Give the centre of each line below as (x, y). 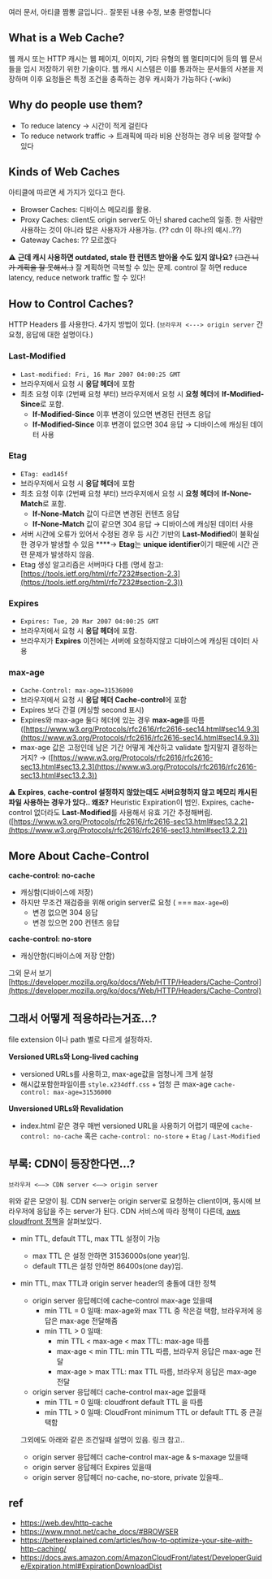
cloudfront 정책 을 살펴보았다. (55, 1221)
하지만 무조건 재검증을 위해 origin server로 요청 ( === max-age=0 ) (125, 902)
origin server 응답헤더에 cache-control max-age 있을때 (122, 1300)
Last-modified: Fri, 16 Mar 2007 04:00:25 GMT (100, 375)
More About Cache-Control (79, 856)
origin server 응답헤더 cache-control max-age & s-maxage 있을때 (140, 1456)
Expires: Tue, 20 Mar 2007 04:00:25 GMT (89, 622)
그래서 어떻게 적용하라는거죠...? (83, 1018)
